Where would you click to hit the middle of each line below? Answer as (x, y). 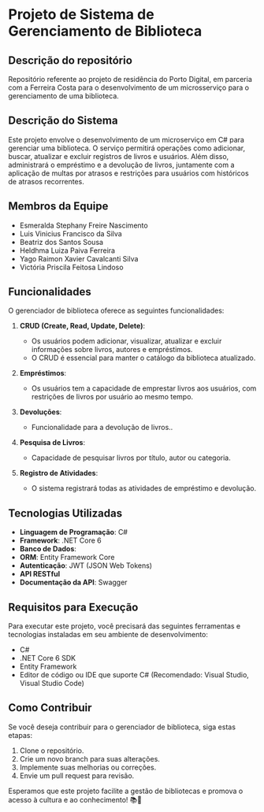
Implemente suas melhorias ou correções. (88, 767)
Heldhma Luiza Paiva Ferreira (67, 250)
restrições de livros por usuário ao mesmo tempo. (112, 397)
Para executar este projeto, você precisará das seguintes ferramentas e (125, 626)
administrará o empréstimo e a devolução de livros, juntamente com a (121, 165)
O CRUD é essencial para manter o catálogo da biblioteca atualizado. (143, 358)
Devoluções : (41, 412)
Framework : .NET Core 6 (61, 540)
